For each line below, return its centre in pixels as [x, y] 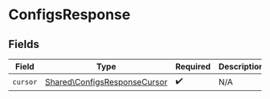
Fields [24, 44]
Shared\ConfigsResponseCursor [106, 81]
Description [241, 67]
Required [193, 67]
